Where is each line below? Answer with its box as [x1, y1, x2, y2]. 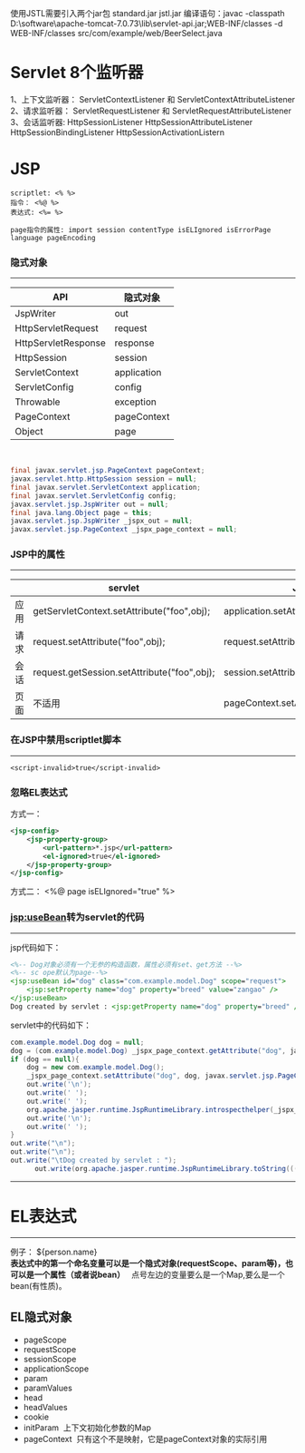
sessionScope [23, 1353, 77, 1364]
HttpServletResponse [14, 336, 107, 349]
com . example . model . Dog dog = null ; [10, 1038, 145, 1047]
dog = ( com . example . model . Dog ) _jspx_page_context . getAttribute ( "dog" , [10, 1046, 286, 1055]
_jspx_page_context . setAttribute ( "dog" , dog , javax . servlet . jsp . [26, 1071, 279, 1081]
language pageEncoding [10, 233, 96, 242]
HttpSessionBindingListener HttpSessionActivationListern [10, 126, 225, 138]
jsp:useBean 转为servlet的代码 [10, 911, 145, 923]
